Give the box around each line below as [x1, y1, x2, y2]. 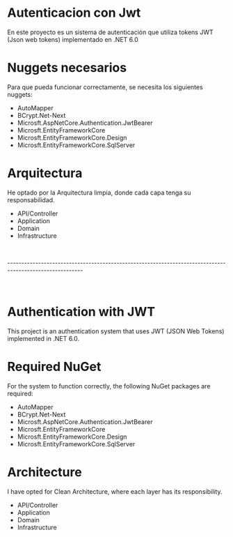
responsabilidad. [7, 195, 55, 204]
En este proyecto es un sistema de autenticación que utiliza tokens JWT [7, 28, 214, 36]
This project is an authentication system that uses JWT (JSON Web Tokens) [7, 326, 225, 335]
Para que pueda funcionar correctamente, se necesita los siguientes [7, 82, 203, 91]
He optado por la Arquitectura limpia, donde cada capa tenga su [7, 188, 191, 197]
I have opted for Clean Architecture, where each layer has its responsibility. [7, 487, 223, 496]
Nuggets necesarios [7, 60, 127, 76]
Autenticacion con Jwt [7, 5, 141, 21]
